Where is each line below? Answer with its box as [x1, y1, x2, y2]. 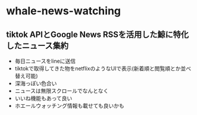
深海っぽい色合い [14, 80, 57, 87]
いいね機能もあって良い [14, 95, 73, 102]
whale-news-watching [6, 4, 121, 18]
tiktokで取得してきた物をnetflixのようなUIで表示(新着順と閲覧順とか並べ [14, 65, 192, 72]
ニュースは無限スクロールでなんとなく [14, 88, 109, 94]
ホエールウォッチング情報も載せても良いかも [14, 102, 125, 109]
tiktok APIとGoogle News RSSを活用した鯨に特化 [6, 29, 189, 39]
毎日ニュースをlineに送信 [14, 58, 76, 64]
